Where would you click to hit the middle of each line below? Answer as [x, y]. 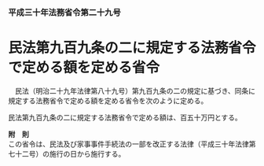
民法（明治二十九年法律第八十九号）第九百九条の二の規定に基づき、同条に [135, 90]
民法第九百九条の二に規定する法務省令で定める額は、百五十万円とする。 [125, 117]
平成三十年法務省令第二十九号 [65, 12]
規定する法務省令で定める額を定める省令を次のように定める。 [108, 101]
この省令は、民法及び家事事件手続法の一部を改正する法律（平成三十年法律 [128, 144]
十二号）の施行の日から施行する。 [70, 153]
